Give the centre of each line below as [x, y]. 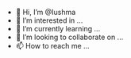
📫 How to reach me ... [52, 46]
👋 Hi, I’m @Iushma [46, 12]
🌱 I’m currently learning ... [58, 29]
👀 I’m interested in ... [49, 20]
